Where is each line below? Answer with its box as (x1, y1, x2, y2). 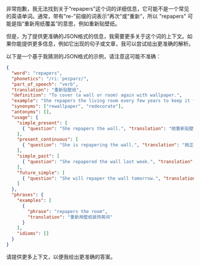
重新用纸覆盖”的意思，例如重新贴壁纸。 (24, 20, 121, 27)
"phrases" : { (11, 192, 44, 198)
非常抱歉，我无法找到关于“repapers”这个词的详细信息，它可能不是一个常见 (6, 5, 189, 12)
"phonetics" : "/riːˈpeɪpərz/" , (11, 76, 89, 82)
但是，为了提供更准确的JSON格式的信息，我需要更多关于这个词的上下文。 (6, 33, 187, 40)
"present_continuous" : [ (17, 136, 79, 143)
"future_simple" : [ (17, 170, 65, 176)
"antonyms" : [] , (11, 109, 52, 115)
